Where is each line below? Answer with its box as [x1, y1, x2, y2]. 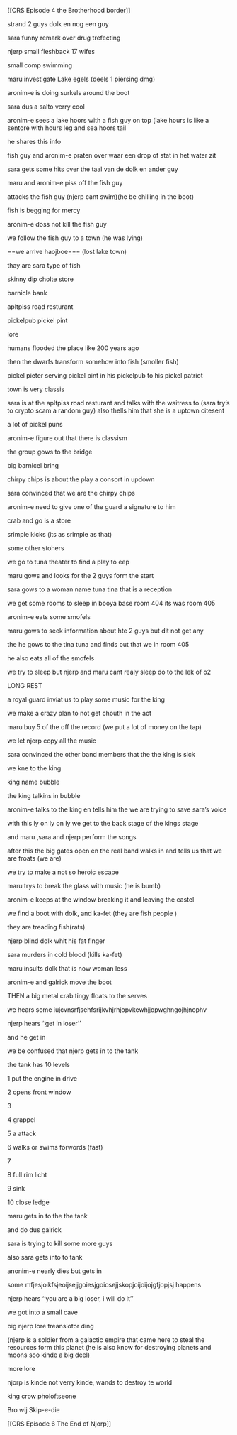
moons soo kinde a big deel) [7, 1351, 91, 1359]
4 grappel [7, 1115, 36, 1124]
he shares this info [7, 138, 62, 146]
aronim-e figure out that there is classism [7, 434, 127, 442]
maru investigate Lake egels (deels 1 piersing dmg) [7, 75, 156, 83]
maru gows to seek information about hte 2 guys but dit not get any [7, 626, 204, 635]
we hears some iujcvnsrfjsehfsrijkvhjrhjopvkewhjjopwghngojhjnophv [7, 1005, 207, 1014]
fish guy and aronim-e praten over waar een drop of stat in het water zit [7, 151, 216, 159]
